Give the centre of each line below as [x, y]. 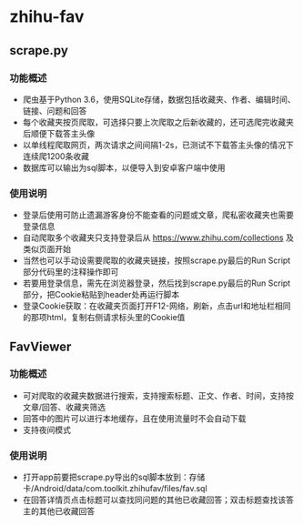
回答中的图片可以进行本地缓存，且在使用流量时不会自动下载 [134, 418]
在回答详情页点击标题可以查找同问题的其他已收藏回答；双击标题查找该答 [158, 500]
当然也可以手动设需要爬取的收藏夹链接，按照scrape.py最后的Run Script [157, 260]
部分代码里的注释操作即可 [71, 272]
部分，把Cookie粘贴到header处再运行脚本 [101, 295]
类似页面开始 [46, 249]
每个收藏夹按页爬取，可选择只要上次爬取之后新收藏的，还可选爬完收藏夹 [158, 122]
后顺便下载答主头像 [59, 133]
